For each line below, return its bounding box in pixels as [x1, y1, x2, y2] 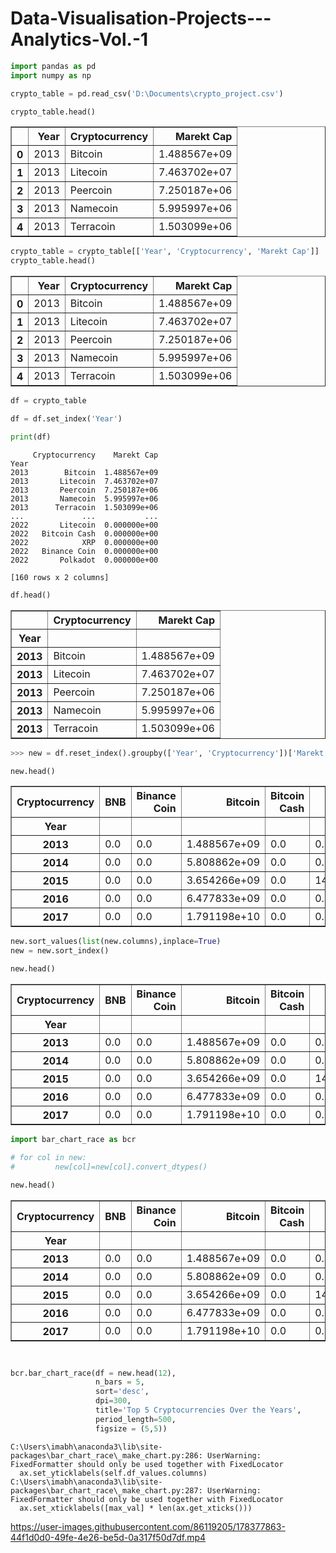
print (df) [10, 432, 52, 442]
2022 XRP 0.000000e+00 [10, 537, 159, 547]
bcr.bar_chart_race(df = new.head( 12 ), [10, 1368, 177, 1378]
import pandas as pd [10, 61, 97, 71]
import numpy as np [10, 70, 92, 81]
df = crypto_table [10, 396, 87, 406]
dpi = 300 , [95, 1396, 132, 1406]
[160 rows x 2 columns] [10, 572, 110, 582]
